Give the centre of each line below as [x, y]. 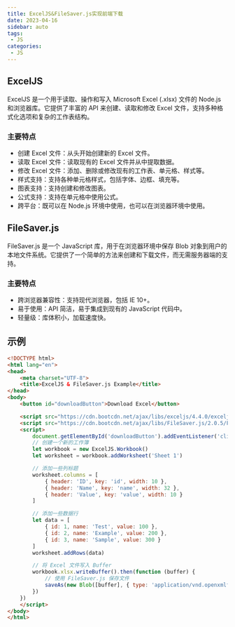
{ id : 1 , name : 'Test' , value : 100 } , [101, 527]
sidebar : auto [28, 27]
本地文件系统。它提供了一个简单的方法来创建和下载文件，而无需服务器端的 [114, 255]
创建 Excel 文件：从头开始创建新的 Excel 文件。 [85, 153]
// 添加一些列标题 [55, 468]
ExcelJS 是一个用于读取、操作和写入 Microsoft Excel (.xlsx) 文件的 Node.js [114, 99]
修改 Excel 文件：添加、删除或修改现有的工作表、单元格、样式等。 [113, 170]
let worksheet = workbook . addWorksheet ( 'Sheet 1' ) [108, 456]
